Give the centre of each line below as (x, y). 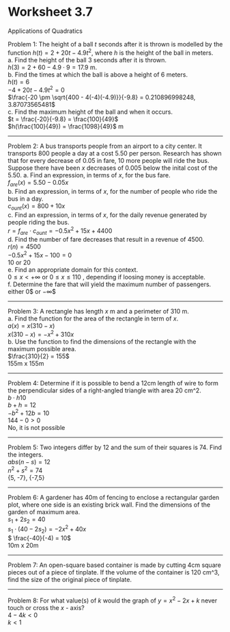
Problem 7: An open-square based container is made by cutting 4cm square (114, 565)
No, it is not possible (37, 428)
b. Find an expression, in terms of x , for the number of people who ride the (113, 192)
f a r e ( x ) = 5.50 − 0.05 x (38, 184)
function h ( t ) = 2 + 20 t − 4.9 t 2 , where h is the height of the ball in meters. (111, 52)
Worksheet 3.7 (50, 12)
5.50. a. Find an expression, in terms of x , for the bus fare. (89, 175)
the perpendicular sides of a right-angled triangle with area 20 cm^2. (105, 390)
